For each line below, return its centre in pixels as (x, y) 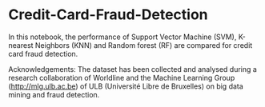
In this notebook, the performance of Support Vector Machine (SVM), (122, 37)
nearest (21, 45)
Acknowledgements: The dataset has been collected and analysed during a (133, 69)
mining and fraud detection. (54, 94)
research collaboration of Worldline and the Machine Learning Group (122, 77)
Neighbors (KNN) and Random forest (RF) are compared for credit (144, 45)
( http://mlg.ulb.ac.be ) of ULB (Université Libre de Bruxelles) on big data (126, 86)
